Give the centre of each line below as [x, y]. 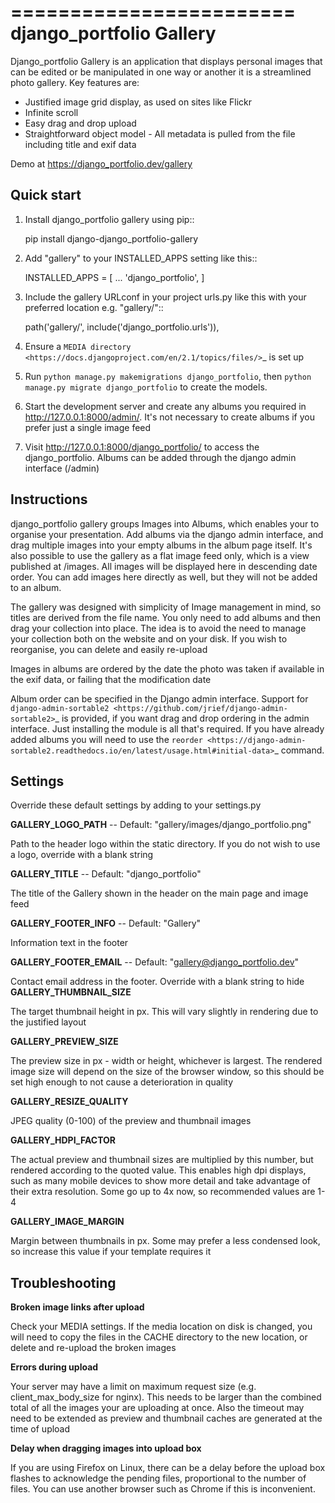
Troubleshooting [63, 1282]
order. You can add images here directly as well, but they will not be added [164, 577]
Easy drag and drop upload [80, 123]
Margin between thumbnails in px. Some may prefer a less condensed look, [165, 1241]
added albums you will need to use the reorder [106, 739]
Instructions [49, 499]
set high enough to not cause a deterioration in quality [122, 1082]
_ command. [299, 750]
